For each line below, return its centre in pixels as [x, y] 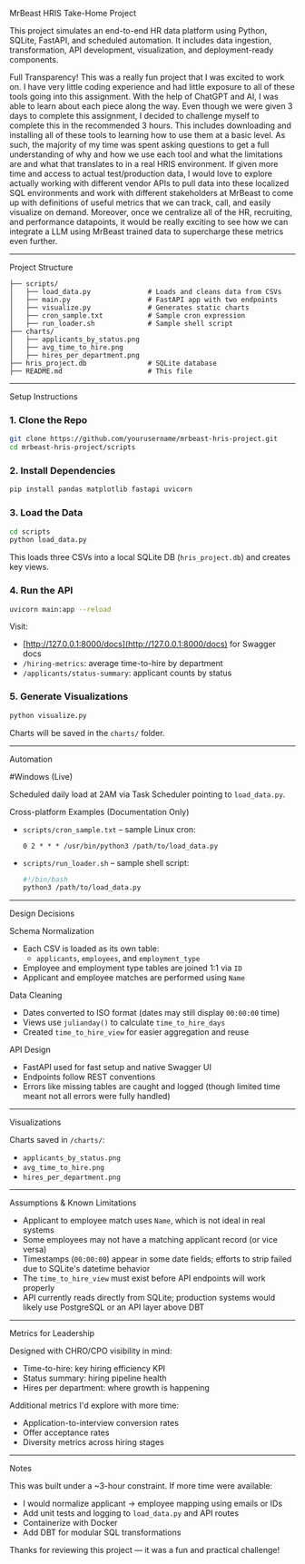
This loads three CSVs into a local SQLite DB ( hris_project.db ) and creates [150, 557]
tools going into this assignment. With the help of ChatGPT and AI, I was [144, 96]
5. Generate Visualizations [69, 696]
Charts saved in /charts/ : [57, 1140]
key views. [30, 567]
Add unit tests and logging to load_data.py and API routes [130, 1513]
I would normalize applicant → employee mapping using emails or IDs [152, 1504]
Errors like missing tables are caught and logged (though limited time [151, 1087]
